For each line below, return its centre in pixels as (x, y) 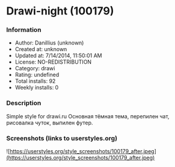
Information (24, 30)
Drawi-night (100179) (60, 11)
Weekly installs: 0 (37, 88)
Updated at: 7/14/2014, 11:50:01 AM (58, 56)
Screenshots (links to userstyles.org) (62, 138)
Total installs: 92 (35, 81)
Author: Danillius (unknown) (49, 43)
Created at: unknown (41, 49)
